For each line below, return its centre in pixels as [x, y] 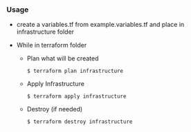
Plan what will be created [63, 58]
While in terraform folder [52, 45]
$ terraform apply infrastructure [76, 97]
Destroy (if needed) [55, 109]
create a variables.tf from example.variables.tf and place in [100, 25]
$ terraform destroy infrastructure [80, 122]
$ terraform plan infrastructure [75, 71]
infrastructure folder [45, 32]
